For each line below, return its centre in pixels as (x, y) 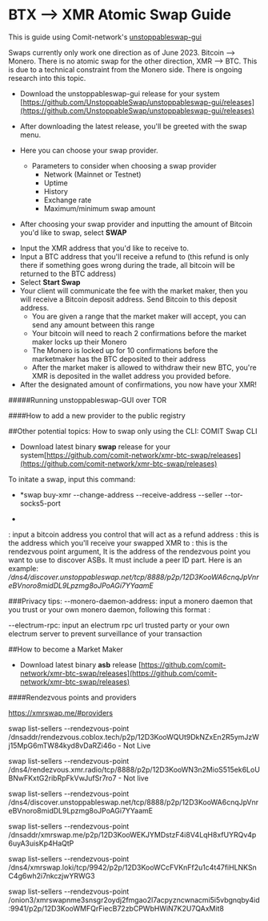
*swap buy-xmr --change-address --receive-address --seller (121, 494)
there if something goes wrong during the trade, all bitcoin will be (127, 265)
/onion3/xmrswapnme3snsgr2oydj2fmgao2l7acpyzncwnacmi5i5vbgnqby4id (134, 899)
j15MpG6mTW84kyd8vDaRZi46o (62, 745)
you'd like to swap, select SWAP (73, 232)
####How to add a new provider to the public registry (97, 416)
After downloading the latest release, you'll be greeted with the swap (133, 126)
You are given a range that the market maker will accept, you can (139, 316)
